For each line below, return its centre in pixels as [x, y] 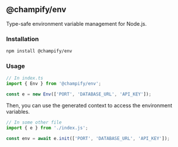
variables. [18, 111]
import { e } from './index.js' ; [47, 128]
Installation [23, 39]
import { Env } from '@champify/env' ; [54, 84]
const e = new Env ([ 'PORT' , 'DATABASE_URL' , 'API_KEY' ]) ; [79, 94]
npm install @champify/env [39, 51]
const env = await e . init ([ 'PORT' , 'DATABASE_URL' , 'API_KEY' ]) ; [88, 138]
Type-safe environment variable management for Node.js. [77, 23]
